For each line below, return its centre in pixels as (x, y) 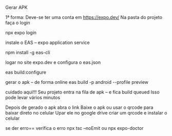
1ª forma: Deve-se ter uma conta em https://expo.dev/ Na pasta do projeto (84, 17)
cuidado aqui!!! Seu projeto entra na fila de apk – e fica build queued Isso (83, 92)
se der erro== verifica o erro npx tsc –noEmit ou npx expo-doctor (74, 128)
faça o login (18, 23)
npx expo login (21, 32)
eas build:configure (26, 72)
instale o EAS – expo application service (47, 42)
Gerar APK (16, 7)
